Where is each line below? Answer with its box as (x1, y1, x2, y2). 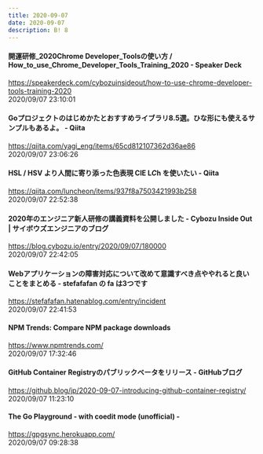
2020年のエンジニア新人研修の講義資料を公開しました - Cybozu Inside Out (8, 214, 253, 223)
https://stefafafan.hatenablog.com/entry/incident (8, 296, 166, 306)
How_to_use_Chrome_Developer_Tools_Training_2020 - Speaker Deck (8, 60, 242, 69)
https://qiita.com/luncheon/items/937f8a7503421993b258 (8, 186, 197, 196)
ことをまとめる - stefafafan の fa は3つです (8, 278, 148, 287)
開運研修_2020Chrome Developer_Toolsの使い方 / (8, 51, 173, 60)
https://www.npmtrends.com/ (8, 340, 104, 350)
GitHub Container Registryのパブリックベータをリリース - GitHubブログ (8, 368, 243, 377)
